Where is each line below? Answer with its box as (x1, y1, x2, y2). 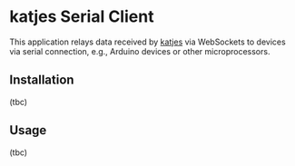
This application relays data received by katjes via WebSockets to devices (9, 36, 286, 47)
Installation (9, 73, 74, 88)
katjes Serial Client (9, 6, 154, 27)
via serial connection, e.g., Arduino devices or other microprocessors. (9, 45, 270, 56)
